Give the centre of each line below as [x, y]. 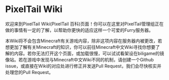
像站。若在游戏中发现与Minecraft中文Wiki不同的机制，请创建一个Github [79, 59]
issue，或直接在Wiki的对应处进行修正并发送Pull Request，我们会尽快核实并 [83, 66]
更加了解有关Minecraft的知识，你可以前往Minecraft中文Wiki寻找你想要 [82, 47]
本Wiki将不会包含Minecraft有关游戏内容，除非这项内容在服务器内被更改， [81, 41]
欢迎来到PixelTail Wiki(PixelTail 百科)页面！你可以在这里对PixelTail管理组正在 [84, 24]
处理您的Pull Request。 [29, 72]
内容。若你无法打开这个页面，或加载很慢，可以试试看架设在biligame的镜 [89, 53]
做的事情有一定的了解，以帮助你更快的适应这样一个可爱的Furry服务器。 [79, 30]
